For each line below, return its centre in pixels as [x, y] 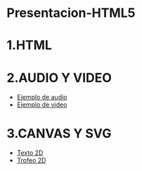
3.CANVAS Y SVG [59, 133]
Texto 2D [30, 153]
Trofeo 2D [31, 160]
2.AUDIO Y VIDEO [59, 77]
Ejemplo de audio [42, 98]
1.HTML [29, 46]
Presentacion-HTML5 [71, 13]
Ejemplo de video [42, 105]
